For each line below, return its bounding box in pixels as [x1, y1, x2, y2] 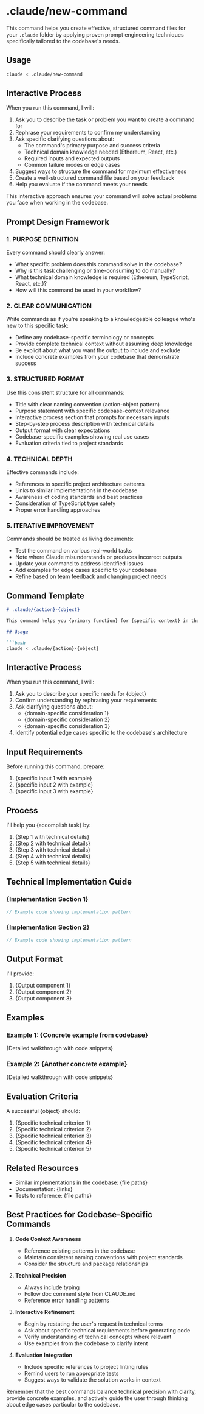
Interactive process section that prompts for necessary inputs [15, 413, 170, 421]
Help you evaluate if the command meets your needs [15, 181, 148, 188]
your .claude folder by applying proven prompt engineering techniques [6, 30, 184, 38]
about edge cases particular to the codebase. [6, 1401, 120, 1408]
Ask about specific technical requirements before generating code [24, 1326, 191, 1334]
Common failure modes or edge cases [24, 161, 120, 169]
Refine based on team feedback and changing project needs [15, 573, 167, 580]
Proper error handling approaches [15, 506, 101, 514]
